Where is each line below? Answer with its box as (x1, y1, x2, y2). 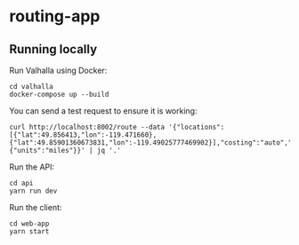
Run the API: (9, 162, 55, 172)
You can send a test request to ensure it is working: (9, 106, 198, 116)
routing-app (9, 6, 101, 27)
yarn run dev (9, 186, 58, 195)
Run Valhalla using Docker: (9, 65, 108, 75)
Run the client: (9, 202, 62, 212)
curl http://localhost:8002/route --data (9, 122, 166, 131)
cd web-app (9, 219, 50, 228)
